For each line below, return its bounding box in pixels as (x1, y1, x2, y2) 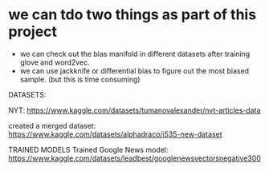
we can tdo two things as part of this (8, 6, 257, 24)
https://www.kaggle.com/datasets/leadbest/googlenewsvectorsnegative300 (8, 153, 261, 163)
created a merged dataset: (8, 121, 96, 130)
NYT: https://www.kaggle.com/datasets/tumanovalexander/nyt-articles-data (8, 105, 261, 115)
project (8, 22, 58, 41)
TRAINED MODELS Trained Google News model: (8, 145, 169, 154)
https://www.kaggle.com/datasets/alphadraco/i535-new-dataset (8, 129, 222, 139)
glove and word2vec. (19, 58, 90, 67)
